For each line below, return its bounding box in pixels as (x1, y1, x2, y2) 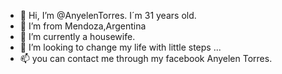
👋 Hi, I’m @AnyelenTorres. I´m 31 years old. (19, 10, 197, 21)
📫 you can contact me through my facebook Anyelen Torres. (19, 53, 273, 64)
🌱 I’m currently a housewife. (19, 31, 136, 42)
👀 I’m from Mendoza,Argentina (19, 20, 147, 32)
